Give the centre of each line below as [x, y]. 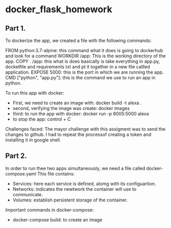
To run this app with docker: [35, 93]
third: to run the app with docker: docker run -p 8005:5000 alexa [81, 114]
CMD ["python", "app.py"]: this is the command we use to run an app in [80, 77]
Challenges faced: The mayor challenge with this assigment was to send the [86, 129]
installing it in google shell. [33, 140]
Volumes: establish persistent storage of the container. [70, 200]
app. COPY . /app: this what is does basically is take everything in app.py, [83, 61]
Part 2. [16, 156]
